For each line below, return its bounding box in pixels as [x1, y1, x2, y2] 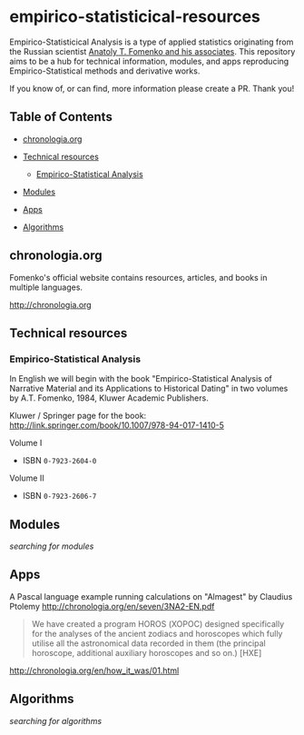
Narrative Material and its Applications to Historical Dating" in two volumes [9, 383, 289, 394]
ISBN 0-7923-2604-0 [22, 455, 97, 466]
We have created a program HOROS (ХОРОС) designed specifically [31, 618, 285, 629]
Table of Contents [9, 109, 113, 124]
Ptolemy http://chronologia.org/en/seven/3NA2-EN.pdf [9, 601, 215, 611]
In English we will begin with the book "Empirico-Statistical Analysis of [9, 373, 272, 384]
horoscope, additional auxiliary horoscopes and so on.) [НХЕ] [31, 647, 262, 658]
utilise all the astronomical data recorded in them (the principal [31, 638, 266, 649]
